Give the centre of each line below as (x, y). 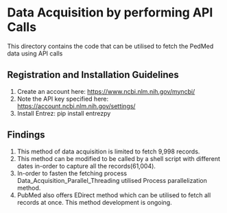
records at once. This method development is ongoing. (95, 202)
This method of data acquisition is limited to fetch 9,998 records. (108, 151)
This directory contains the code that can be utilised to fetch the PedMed (110, 46)
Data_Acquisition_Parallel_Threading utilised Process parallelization (112, 180)
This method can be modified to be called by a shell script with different (119, 158)
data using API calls (35, 53)
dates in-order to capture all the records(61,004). (86, 166)
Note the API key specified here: (63, 99)
